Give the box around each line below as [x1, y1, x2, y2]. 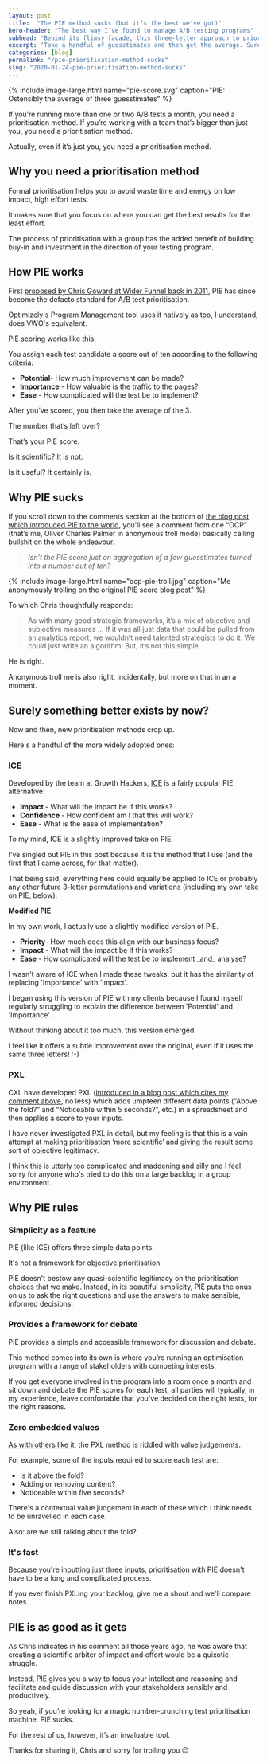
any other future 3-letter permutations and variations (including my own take [8, 882, 259, 892]
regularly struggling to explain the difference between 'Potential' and [8, 1001, 233, 1012]
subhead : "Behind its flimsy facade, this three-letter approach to [8, 33, 240, 42]
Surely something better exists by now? [8, 703, 209, 717]
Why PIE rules [8, 1201, 79, 1214]
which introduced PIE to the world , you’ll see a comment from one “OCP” [8, 520, 248, 530]
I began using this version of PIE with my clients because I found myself [8, 993, 244, 1003]
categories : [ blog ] [8, 49, 73, 57]
